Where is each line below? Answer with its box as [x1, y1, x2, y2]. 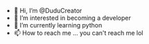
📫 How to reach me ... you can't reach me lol [13, 29, 143, 37]
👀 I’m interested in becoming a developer [13, 14, 132, 22]
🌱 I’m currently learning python [13, 21, 103, 29]
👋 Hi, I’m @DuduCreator [13, 7, 82, 14]
